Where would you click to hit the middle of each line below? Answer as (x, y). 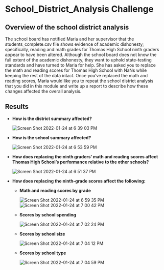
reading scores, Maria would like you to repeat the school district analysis (79, 81)
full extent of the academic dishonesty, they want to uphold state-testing (78, 60)
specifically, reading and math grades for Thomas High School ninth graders (82, 49)
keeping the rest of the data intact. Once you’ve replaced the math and (76, 75)
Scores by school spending (48, 214)
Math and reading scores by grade (55, 190)
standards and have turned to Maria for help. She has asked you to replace (81, 65)
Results (17, 107)
